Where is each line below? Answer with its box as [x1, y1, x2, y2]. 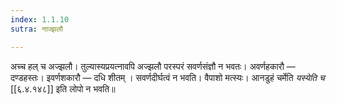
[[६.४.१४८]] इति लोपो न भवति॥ [10, 82, 116, 95]
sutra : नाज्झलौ [10, 24, 63, 34]
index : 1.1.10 [10, 14, 70, 25]
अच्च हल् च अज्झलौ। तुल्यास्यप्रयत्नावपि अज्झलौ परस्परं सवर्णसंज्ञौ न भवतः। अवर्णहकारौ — [10, 60, 296, 72]
